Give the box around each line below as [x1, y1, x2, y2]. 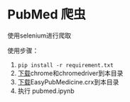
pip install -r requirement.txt [17, 62, 114, 69]
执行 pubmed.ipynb [17, 86, 75, 95]
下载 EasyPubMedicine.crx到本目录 [17, 77, 119, 86]
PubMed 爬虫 [7, 6, 87, 23]
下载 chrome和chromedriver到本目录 [17, 69, 124, 77]
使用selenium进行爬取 [7, 31, 72, 40]
